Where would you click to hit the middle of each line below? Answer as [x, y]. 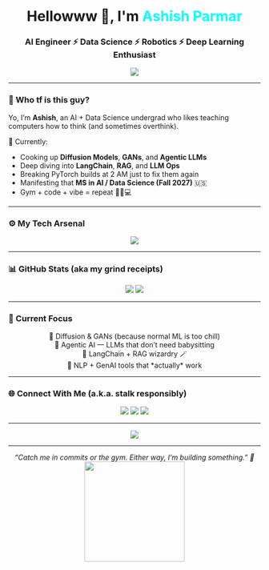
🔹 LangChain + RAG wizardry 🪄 [134, 353]
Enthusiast [134, 55]
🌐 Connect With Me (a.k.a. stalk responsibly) [98, 393]
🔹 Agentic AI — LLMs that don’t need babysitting [134, 344]
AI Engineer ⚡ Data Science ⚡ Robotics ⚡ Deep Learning [134, 42]
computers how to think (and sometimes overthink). [93, 126]
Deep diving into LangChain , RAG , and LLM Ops [100, 165]
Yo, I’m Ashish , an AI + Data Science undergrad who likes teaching [119, 117]
